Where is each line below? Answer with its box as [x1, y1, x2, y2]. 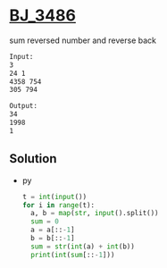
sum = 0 [30, 217, 60, 226]
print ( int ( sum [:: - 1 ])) [30, 250, 115, 259]
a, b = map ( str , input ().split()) [30, 209, 159, 218]
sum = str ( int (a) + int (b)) [30, 242, 136, 251]
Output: [9, 102, 38, 111]
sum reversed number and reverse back [9, 35, 156, 46]
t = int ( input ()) [21, 192, 88, 201]
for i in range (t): [21, 200, 96, 210]
